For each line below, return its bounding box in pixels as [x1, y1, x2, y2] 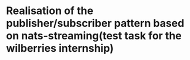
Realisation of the [6, 4, 94, 18]
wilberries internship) [6, 42, 114, 55]
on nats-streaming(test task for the [6, 29, 182, 42]
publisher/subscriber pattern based [6, 16, 185, 30]
